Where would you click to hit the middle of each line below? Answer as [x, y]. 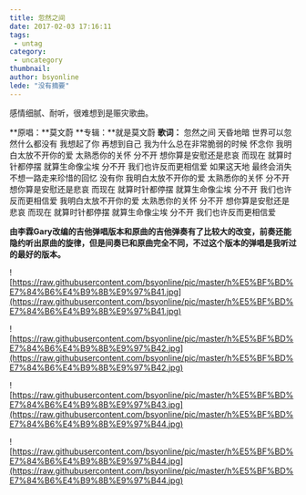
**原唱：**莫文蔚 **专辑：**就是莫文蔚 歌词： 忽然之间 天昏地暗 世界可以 [147, 132]
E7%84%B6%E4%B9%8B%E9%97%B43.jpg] [97, 404]
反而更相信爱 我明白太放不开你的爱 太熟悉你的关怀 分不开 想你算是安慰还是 [149, 201]
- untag [28, 43]
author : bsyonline [44, 77]
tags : [20, 35]
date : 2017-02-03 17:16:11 [61, 26]
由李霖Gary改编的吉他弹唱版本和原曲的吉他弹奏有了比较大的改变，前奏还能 [150, 231]
